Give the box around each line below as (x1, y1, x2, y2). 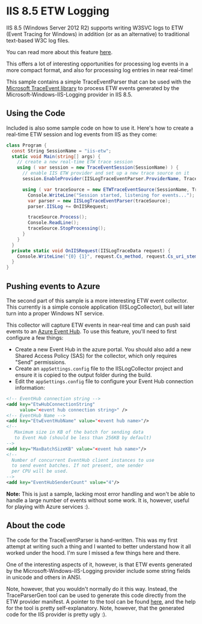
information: (14, 384, 45, 391)
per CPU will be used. (11, 468, 69, 474)
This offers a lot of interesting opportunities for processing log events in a (6, 60, 189, 67)
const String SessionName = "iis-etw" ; (11, 148, 112, 154)
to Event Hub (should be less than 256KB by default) (14, 435, 152, 441)
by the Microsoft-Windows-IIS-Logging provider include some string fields (6, 567, 191, 574)
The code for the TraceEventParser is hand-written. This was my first (6, 536, 178, 544)
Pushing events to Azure (6, 281, 100, 291)
